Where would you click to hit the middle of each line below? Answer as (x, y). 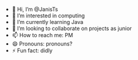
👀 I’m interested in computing (49, 16)
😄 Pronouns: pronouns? (42, 44)
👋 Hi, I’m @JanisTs (35, 9)
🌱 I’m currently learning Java (48, 22)
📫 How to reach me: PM (42, 35)
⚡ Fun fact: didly (32, 50)
